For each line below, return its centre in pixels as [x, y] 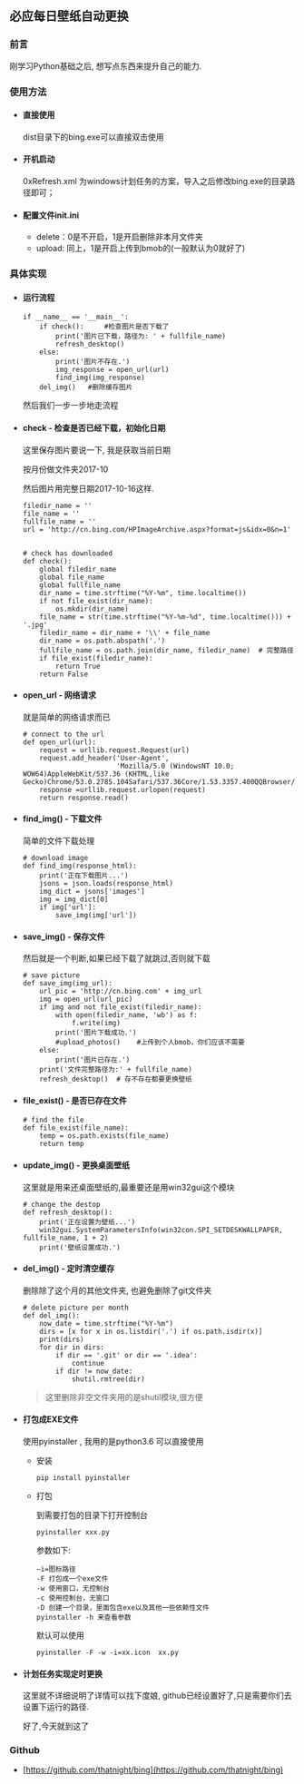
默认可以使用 [60, 1635]
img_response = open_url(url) [113, 370]
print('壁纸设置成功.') [80, 1247]
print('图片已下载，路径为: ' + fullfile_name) [141, 337]
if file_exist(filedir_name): [96, 658]
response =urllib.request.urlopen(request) [123, 789]
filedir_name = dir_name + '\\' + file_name [125, 632]
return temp [62, 1144]
